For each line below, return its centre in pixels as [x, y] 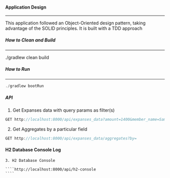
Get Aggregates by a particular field [50, 129]
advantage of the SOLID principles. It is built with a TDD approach [74, 28]
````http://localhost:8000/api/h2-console [51, 169]
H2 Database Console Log [33, 150]
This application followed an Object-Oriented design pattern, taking [75, 23]
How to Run [18, 69]
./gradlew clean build [27, 58]
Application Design [26, 7]
